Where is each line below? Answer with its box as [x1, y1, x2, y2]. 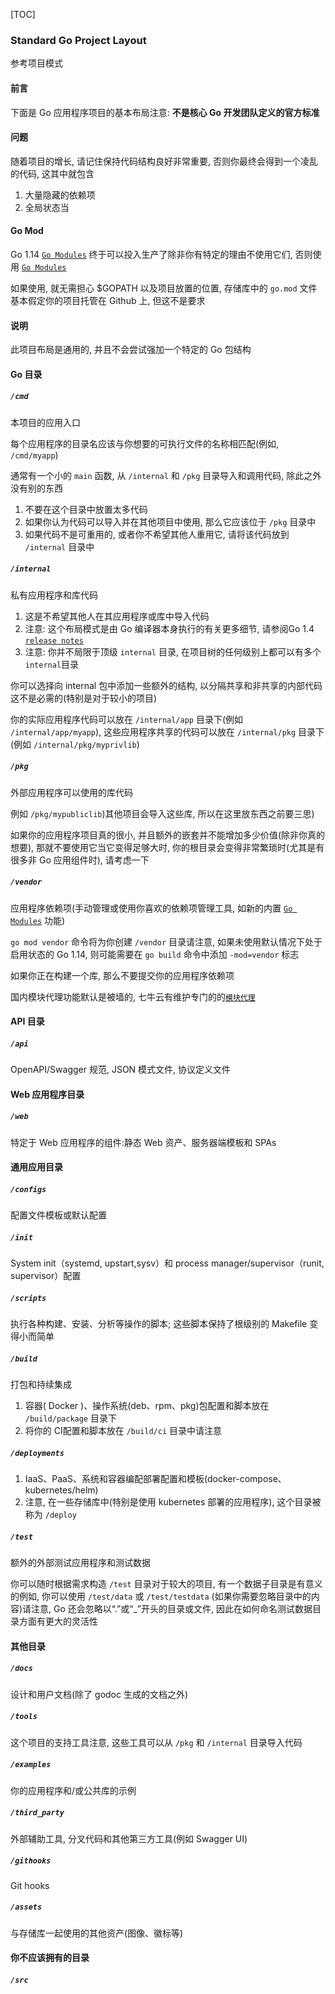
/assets [10, 1902, 43, 1913]
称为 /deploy [24, 1509, 77, 1521]
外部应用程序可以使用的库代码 [10, 786, 133, 798]
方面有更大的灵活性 [18, 1615, 98, 1628]
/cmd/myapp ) [10, 449, 59, 461]
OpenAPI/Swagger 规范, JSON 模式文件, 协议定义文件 [10, 1064, 232, 1076]
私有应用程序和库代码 [10, 589, 98, 601]
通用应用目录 [10, 1161, 63, 1173]
